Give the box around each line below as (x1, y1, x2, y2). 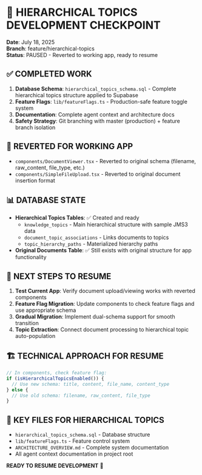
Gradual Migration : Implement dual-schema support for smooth (15, 313, 175, 320)
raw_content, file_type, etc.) (15, 164, 85, 171)
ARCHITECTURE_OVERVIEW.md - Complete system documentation (15, 444, 169, 451)
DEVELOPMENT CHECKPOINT (6, 18, 161, 32)
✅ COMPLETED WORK (6, 69, 92, 79)
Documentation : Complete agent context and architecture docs (15, 110, 175, 118)
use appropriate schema (15, 306, 76, 314)
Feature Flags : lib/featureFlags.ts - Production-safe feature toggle (15, 98, 188, 105)
